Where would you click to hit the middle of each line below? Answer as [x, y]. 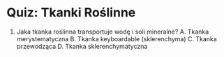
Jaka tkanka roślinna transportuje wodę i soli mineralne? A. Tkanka [113, 32]
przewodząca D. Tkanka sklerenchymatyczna [82, 46]
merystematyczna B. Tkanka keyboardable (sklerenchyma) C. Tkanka [117, 38]
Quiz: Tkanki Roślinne [71, 13]
